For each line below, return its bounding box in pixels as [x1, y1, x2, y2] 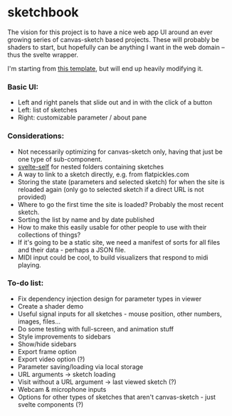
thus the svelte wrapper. [7, 50, 79, 59]
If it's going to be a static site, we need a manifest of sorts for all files [17, 238, 221, 246]
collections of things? [17, 230, 81, 239]
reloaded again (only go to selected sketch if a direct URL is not [17, 185, 204, 193]
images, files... [17, 317, 61, 326]
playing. [17, 260, 41, 269]
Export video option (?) [17, 355, 85, 363]
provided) [17, 193, 47, 201]
